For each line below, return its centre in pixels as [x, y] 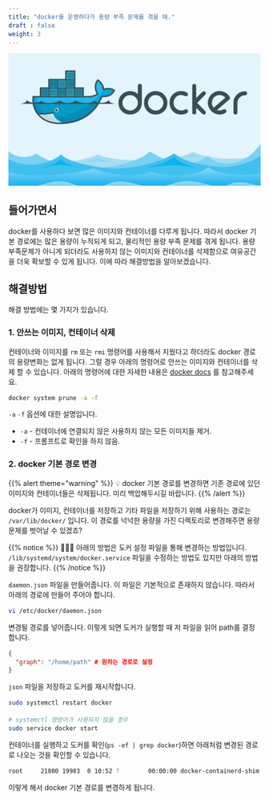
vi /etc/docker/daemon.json [55, 610]
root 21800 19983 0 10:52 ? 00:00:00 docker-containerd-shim [134, 771]
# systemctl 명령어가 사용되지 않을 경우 [68, 720]
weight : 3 [25, 34]
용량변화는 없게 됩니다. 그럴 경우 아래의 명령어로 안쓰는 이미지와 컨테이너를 [133, 361]
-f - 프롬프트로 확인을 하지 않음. [70, 441]
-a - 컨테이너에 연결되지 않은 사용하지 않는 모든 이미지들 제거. [116, 431]
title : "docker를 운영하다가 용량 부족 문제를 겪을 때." [92, 17]
